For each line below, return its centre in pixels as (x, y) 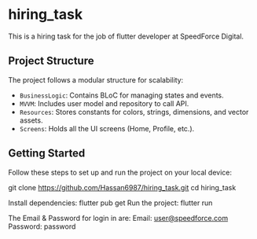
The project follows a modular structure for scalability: (96, 79)
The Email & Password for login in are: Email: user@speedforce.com (118, 218)
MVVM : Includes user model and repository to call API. (104, 103)
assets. (31, 120)
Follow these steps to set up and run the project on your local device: (120, 172)
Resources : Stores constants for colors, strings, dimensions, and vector (134, 112)
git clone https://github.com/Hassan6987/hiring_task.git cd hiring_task (122, 187)
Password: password (42, 226)
